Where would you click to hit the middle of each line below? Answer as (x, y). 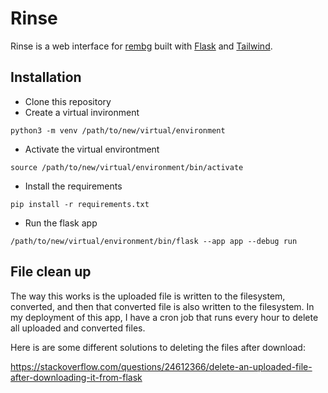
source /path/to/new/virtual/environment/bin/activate (127, 167)
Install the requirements (73, 186)
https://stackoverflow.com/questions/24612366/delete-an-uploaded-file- (161, 366)
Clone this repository (68, 101)
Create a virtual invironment (82, 112)
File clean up (51, 272)
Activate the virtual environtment (92, 149)
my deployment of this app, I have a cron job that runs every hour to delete (164, 317)
